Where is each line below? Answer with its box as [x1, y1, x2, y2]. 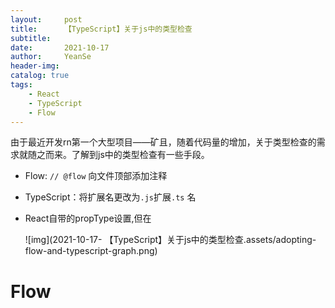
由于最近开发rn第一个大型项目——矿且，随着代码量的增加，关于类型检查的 [10, 136, 317, 148]
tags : [10, 80, 33, 90]
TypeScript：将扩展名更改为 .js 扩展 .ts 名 [24, 191, 197, 203]
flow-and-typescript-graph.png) [24, 245, 158, 257]
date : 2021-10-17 [10, 42, 110, 53]
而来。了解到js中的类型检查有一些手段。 [44, 149, 210, 161]
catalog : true [10, 71, 70, 81]
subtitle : [10, 33, 52, 43]
